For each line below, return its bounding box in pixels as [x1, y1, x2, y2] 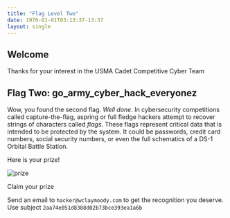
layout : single [7, 23, 51, 30]
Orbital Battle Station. [7, 143, 68, 150]
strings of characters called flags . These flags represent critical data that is [7, 120, 222, 128]
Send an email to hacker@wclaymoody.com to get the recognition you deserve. [7, 196, 224, 204]
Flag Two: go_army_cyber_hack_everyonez [7, 87, 197, 99]
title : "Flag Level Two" [7, 10, 79, 17]
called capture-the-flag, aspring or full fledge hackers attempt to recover [7, 113, 215, 121]
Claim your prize [7, 183, 54, 190]
